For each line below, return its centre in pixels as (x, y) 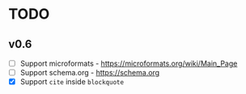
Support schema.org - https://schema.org (90, 73)
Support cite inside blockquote (72, 82)
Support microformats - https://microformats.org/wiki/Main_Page (129, 63)
